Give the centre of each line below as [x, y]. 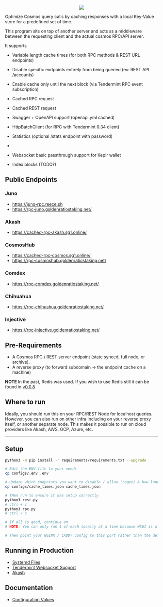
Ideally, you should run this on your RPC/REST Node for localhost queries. [79, 414]
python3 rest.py [21, 500]
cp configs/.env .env [27, 473]
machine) [21, 372]
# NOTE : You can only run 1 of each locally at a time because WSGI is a [81, 527]
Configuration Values [33, 599]
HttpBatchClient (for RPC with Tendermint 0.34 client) [66, 127]
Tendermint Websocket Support [44, 567]
